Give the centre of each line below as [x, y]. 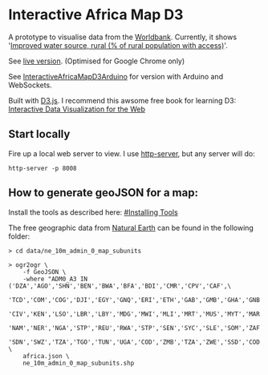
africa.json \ [46, 356]
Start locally [39, 134]
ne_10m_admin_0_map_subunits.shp [79, 363]
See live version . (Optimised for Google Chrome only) [97, 61]
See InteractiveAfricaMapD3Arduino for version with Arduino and [116, 76]
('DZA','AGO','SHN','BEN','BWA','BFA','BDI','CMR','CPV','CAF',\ [120, 286]
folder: [19, 236]
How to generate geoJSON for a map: [104, 193]
